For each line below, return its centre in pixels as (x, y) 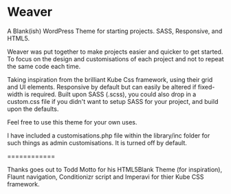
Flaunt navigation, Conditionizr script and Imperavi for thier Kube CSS (106, 177)
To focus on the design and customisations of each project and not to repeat (116, 58)
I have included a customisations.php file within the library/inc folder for (109, 136)
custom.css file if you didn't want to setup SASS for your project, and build (113, 101)
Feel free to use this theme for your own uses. (72, 122)
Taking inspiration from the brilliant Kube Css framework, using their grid (110, 79)
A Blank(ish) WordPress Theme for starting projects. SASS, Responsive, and (115, 31)
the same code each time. (44, 66)
